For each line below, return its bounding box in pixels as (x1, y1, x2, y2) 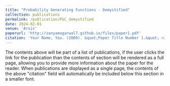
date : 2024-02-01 (5, 21, 42, 27)
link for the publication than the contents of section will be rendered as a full (5, 54, 164, 60)
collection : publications (5, 12, 60, 17)
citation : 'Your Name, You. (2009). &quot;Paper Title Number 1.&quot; (5, 36, 159, 41)
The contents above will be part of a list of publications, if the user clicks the (5, 49, 164, 55)
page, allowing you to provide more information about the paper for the (5, 60, 153, 66)
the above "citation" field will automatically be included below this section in (5, 70, 164, 76)
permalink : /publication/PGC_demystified (5, 17, 94, 22)
